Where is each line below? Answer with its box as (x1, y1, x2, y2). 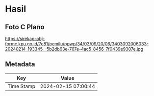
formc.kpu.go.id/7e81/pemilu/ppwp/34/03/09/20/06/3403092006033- (5, 41, 149, 47)
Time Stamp (7, 83, 36, 90)
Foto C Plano (5, 23, 45, 31)
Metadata (5, 60, 35, 69)
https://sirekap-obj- (5, 36, 45, 41)
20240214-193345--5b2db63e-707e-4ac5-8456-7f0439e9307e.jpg (5, 46, 144, 52)
